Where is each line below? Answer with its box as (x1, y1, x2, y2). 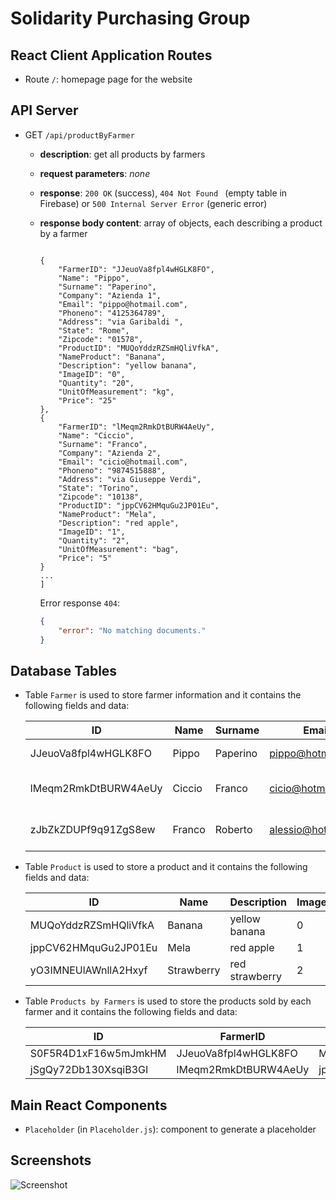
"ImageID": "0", (58, 369, 126, 379)
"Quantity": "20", (58, 378, 135, 388)
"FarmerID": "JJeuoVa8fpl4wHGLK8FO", (58, 264, 215, 274)
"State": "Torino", (58, 483, 140, 493)
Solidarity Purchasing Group (10, 7, 251, 30)
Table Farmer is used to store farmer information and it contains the (24, 689, 302, 701)
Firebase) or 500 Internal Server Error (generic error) (39, 197, 268, 209)
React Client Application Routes (10, 47, 213, 64)
